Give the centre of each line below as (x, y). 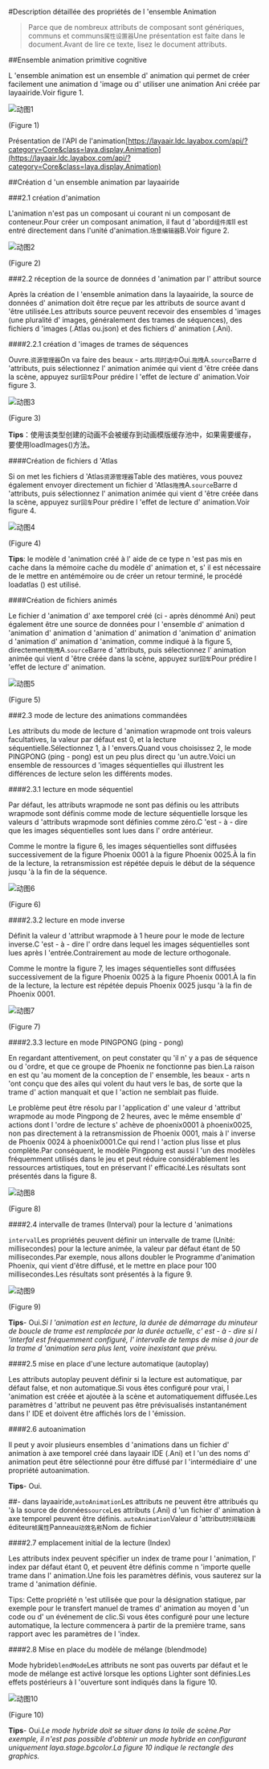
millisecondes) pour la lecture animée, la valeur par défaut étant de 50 (124, 1248)
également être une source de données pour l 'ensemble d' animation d (126, 624)
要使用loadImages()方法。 (51, 445)
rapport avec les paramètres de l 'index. (74, 1634)
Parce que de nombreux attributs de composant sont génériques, (136, 27)
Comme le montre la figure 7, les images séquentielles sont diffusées (122, 968)
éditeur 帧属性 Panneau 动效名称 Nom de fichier (80, 1527)
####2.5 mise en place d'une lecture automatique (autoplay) (109, 1364)
